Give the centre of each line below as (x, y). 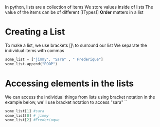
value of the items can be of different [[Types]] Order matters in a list (74, 12)
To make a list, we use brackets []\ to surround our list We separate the (76, 45)
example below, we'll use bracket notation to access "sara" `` (66, 102)
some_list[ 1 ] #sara (25, 111)
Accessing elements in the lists (69, 83)
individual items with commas (35, 50)
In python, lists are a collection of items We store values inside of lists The (79, 7)
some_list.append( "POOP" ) (31, 64)
